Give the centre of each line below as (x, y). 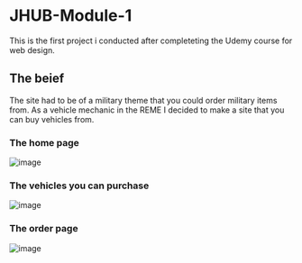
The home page (44, 142)
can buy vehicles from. (52, 119)
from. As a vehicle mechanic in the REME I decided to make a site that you (147, 110)
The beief (37, 79)
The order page (44, 229)
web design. (32, 50)
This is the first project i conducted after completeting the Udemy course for (151, 41)
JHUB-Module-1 (71, 16)
